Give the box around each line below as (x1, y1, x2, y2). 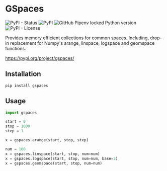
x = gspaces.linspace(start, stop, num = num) (5, 151, 100, 156)
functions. (5, 45, 26, 51)
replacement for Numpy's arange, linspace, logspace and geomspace (10, 40, 155, 46)
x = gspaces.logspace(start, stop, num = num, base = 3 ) (5, 156, 118, 161)
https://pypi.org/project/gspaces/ (5, 55, 74, 61)
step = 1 (5, 129, 24, 134)
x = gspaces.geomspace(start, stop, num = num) (5, 160, 102, 166)
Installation (5, 70, 41, 78)
